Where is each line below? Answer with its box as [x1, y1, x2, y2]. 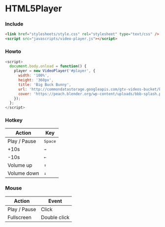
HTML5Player [5, 3, 62, 14]
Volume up [7, 162, 33, 169]
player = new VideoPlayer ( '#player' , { [14, 69, 96, 74]
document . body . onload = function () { [9, 64, 87, 69]
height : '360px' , [18, 77, 54, 83]
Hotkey [5, 117, 23, 124]
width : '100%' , [18, 73, 50, 78]
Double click [41, 214, 70, 221]
